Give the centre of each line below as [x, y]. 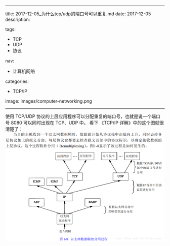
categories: [17, 81]
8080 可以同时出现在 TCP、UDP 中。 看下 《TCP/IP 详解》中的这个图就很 [88, 123]
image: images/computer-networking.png [49, 101]
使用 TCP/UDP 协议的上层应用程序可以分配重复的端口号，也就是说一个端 [81, 116]
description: [18, 19]
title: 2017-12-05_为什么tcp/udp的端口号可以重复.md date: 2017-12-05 [78, 14]
